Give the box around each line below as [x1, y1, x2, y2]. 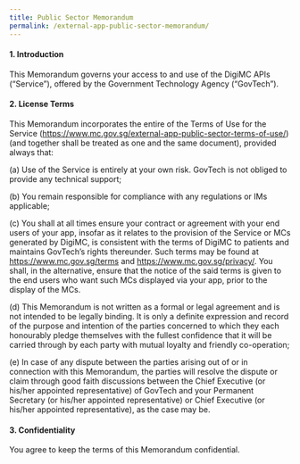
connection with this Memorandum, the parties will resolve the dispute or [9, 366, 279, 377]
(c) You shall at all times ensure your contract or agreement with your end [9, 218, 280, 228]
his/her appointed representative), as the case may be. [9, 403, 212, 415]
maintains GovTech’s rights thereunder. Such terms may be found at [9, 246, 259, 257]
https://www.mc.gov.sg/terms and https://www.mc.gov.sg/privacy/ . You [9, 255, 274, 266]
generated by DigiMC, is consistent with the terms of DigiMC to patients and [9, 236, 290, 247]
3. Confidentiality [9, 425, 76, 435]
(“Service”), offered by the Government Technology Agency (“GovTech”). [9, 78, 279, 89]
